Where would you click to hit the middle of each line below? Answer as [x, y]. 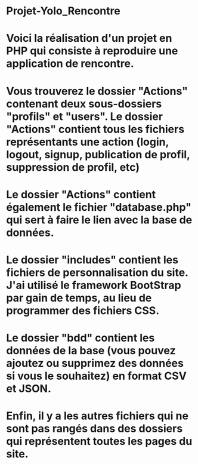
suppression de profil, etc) [73, 167]
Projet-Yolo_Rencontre [63, 11]
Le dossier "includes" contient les [92, 259]
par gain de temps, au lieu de [79, 298]
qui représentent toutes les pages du [99, 442]
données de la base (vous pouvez [91, 351]
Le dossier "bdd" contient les [81, 338]
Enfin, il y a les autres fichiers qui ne [98, 416]
